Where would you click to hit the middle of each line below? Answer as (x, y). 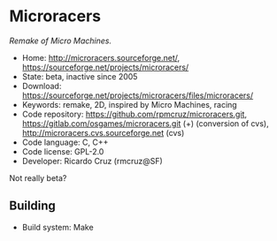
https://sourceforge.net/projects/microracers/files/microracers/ (138, 95)
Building (32, 206)
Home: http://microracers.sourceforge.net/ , (101, 57)
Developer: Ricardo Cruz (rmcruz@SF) (92, 161)
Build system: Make (58, 227)
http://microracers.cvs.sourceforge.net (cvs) (103, 132)
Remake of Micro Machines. (61, 41)
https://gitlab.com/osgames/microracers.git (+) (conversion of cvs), (145, 123)
